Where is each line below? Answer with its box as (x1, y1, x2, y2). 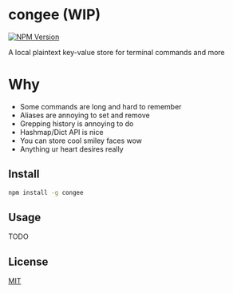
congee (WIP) (8, 6, 101, 24)
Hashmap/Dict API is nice (19, 127, 104, 137)
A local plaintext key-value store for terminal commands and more (8, 47, 225, 57)
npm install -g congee (8, 188, 84, 196)
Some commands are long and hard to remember (19, 101, 182, 111)
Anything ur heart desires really (19, 144, 124, 153)
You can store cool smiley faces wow (19, 136, 142, 145)
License (8, 255, 49, 268)
